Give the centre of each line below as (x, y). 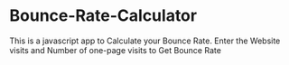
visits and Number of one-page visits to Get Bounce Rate (115, 50)
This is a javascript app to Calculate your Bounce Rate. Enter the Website (145, 41)
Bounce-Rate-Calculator (103, 16)
